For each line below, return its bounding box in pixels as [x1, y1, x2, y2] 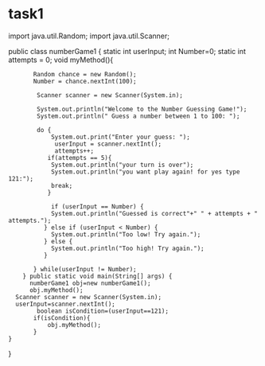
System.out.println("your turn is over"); [50, 161, 194, 169]
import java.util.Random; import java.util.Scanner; [8, 31, 170, 41]
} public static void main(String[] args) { [22, 272, 173, 280]
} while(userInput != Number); [33, 265, 137, 273]
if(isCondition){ [33, 313, 91, 322]
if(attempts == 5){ [47, 154, 112, 162]
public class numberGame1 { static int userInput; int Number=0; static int [8, 46, 247, 56]
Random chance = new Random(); [33, 70, 137, 78]
